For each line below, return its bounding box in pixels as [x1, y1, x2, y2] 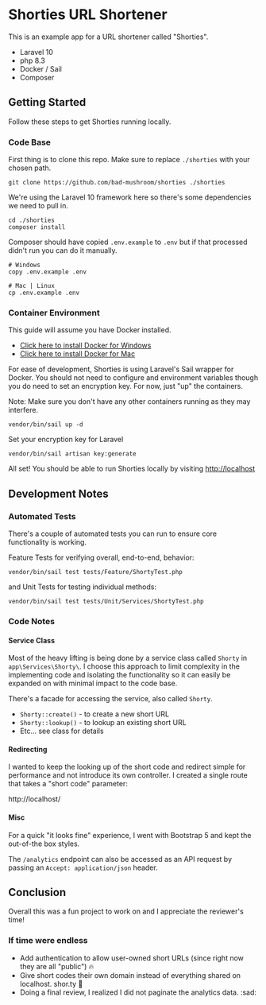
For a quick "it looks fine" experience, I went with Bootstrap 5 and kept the [8, 830, 252, 840]
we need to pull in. [8, 201, 69, 211]
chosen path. [8, 163, 52, 173]
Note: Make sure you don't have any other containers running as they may [8, 397, 251, 406]
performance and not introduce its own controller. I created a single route [8, 770, 249, 780]
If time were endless [8, 935, 89, 946]
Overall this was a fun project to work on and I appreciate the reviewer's [8, 906, 244, 916]
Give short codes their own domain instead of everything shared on [19, 970, 241, 980]
